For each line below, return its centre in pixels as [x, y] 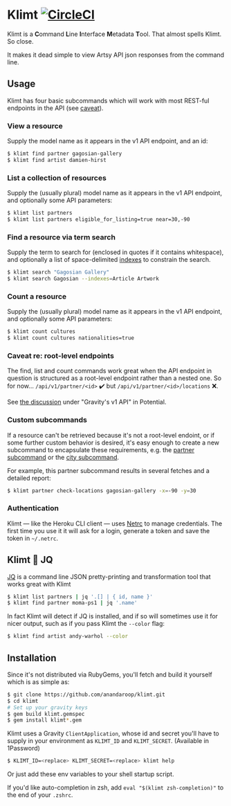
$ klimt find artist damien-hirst [57, 160]
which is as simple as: [38, 681]
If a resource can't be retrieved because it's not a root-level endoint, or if [111, 435]
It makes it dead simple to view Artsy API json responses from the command [116, 55]
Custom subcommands [47, 420]
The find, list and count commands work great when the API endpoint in [110, 371]
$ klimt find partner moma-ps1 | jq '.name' [72, 603]
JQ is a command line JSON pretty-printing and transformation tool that [109, 576]
